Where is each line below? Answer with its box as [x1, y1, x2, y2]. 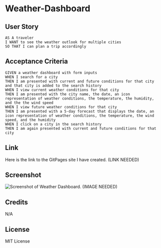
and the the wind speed [5, 100, 54, 105]
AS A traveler [5, 35, 34, 40]
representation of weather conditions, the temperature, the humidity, [5, 96, 154, 101]
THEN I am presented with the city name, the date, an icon [5, 92, 131, 97]
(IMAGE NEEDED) [82, 184, 117, 190]
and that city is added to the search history [5, 83, 102, 88]
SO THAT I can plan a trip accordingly [5, 44, 87, 49]
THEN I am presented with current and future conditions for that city [5, 79, 154, 84]
